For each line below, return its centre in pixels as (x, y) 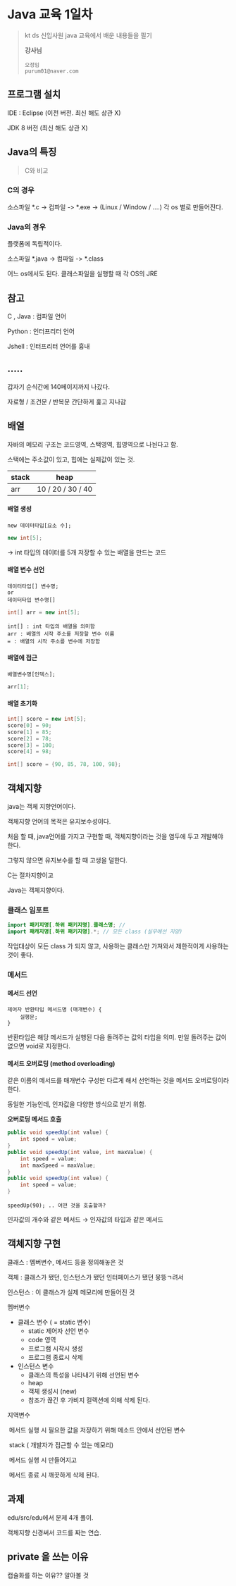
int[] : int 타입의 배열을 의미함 (51, 626)
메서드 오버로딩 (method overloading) (61, 1063)
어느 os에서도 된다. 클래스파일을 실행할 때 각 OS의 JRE (83, 274)
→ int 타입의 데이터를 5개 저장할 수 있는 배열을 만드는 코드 (87, 552)
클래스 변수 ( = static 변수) (54, 1322)
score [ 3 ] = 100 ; (31, 745)
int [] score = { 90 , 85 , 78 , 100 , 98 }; (64, 764)
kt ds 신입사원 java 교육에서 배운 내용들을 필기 (88, 35)
